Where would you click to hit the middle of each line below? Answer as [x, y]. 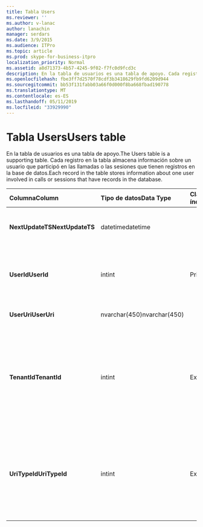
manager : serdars [28, 34]
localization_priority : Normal [46, 62]
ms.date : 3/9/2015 [29, 40]
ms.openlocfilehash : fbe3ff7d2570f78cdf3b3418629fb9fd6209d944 [88, 79]
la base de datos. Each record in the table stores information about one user [100, 173]
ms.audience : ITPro [31, 46]
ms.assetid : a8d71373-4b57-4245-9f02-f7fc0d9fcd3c [71, 68]
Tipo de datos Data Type [136, 198]
